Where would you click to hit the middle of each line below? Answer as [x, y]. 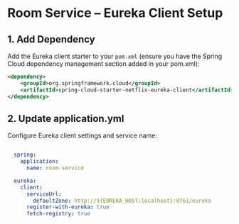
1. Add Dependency [51, 39]
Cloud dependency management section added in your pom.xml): [103, 64]
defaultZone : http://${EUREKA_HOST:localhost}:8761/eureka [122, 201]
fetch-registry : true [58, 214]
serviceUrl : [44, 194]
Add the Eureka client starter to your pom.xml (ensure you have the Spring [115, 56]
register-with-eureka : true [68, 207]
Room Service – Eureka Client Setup [115, 13]
